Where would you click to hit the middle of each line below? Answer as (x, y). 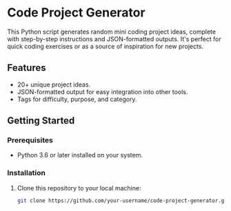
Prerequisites (30, 140)
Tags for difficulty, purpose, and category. (77, 99)
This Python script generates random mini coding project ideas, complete (111, 32)
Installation (27, 173)
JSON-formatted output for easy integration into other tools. (102, 91)
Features (27, 68)
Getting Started (41, 121)
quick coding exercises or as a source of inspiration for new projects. (106, 46)
